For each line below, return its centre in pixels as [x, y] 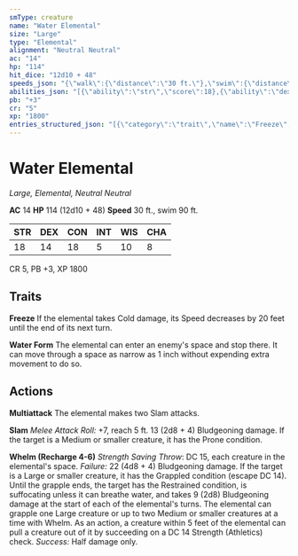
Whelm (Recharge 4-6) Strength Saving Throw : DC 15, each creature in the [147, 457]
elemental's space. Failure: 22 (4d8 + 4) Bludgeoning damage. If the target [146, 466]
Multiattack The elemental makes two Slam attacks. [104, 412]
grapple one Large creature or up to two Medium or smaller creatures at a [144, 513]
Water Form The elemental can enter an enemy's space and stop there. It [143, 345]
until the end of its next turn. [61, 327]
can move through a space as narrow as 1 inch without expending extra [140, 354]
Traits [26, 297]
